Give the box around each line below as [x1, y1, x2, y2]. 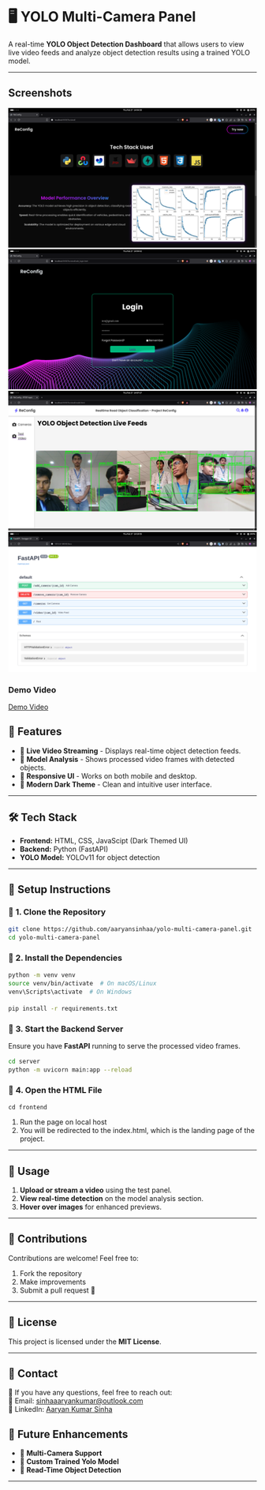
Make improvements [19, 1277, 87, 1286]
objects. [19, 763, 47, 772]
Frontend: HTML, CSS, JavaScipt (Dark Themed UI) [19, 835, 188, 845]
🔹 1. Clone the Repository [8, 906, 106, 918]
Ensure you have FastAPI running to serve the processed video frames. [8, 1041, 241, 1051]
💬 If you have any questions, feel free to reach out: [8, 1388, 173, 1398]
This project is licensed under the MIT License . [8, 1337, 162, 1346]
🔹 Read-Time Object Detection [19, 1466, 122, 1475]
